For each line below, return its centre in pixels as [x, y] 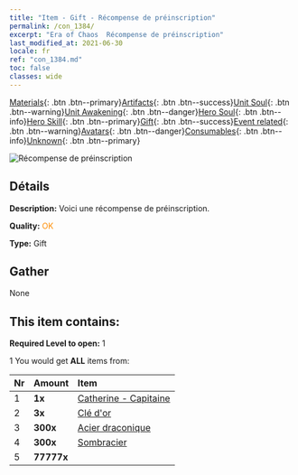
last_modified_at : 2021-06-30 [66, 43]
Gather [29, 271]
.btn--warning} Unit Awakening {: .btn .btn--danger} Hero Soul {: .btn [134, 112]
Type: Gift [28, 243]
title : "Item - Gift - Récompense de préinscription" [113, 18]
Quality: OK [32, 226]
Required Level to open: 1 [57, 343]
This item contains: [65, 321]
